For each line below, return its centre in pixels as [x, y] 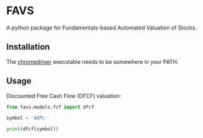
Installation [28, 47]
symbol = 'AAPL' [27, 118]
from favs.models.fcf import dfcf [50, 107]
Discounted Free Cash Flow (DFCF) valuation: [64, 96]
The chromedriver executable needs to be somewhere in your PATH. [92, 61]
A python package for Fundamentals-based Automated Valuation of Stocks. [102, 28]
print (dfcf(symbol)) [33, 129]
